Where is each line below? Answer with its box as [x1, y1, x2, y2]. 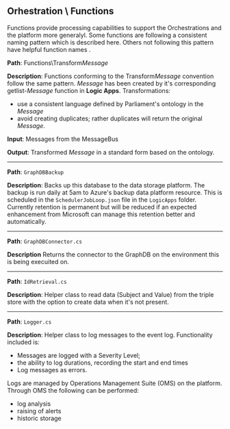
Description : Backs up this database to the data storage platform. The [7, 181, 205, 189]
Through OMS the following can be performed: [7, 386, 139, 394]
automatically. [7, 217, 47, 225]
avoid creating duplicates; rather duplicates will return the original [16, 114, 203, 122]
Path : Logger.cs [7, 317, 52, 326]
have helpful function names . [7, 45, 91, 53]
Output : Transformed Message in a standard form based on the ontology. [7, 148, 215, 156]
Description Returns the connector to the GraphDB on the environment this [7, 250, 220, 259]
